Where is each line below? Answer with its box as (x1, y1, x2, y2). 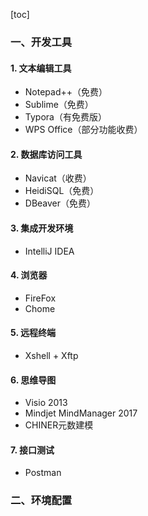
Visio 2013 (24, 397, 68, 409)
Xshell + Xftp (24, 349, 79, 361)
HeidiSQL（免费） (24, 185, 100, 197)
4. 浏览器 (10, 269, 48, 281)
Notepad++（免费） (24, 86, 108, 98)
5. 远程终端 (10, 327, 56, 339)
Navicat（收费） (24, 172, 92, 184)
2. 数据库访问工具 (10, 148, 83, 160)
